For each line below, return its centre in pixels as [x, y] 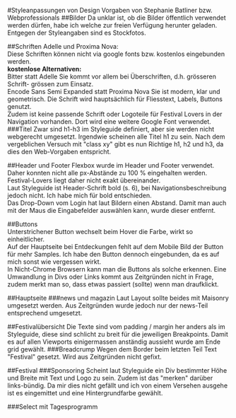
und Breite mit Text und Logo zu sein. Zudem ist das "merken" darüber [110, 378]
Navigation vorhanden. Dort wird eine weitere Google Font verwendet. [110, 122]
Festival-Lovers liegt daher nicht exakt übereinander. [84, 180]
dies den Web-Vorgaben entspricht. [59, 152]
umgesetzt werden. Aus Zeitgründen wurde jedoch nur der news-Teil [108, 306]
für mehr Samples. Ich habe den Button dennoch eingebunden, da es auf [113, 254]
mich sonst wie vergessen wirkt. [54, 262]
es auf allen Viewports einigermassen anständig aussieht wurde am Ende [114, 342]
